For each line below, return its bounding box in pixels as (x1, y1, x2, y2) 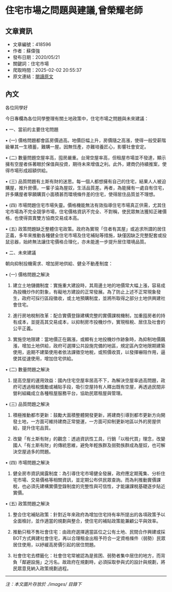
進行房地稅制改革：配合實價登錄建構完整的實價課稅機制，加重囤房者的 (12, 312, 161, 318)
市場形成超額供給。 (9, 167, 50, 174)
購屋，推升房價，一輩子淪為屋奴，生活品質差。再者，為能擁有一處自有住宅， (5, 184, 167, 190)
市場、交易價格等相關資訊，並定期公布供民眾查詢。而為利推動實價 (17, 476, 157, 483)
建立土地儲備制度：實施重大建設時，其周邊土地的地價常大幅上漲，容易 (12, 282, 161, 288)
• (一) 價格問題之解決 (5, 271, 50, 277)
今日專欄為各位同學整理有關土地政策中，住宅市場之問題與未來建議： (5, 115, 149, 121)
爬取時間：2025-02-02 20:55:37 (12, 67, 82, 73)
